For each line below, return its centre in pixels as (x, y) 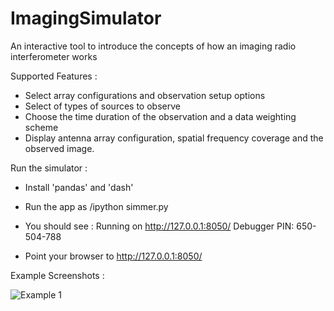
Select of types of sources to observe (102, 106)
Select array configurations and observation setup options (145, 95)
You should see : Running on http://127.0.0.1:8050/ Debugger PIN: (159, 226)
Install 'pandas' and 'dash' (79, 187)
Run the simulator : (49, 168)
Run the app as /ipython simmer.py (96, 206)
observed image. (59, 148)
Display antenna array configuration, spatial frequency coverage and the (174, 138)
